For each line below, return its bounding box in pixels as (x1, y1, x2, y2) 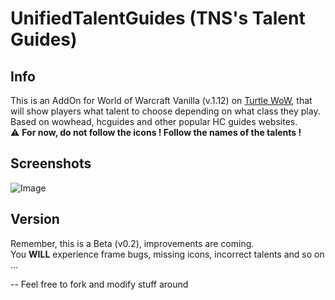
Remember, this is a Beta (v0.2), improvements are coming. (10, 237, 255, 249)
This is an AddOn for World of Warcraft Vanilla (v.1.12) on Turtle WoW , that (10, 95, 313, 106)
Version (10, 211, 60, 228)
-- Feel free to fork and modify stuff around (10, 278, 189, 290)
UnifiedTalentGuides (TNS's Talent (10, 7, 306, 30)
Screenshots (10, 155, 92, 172)
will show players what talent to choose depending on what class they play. (10, 105, 321, 117)
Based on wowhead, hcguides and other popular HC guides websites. (10, 116, 298, 127)
